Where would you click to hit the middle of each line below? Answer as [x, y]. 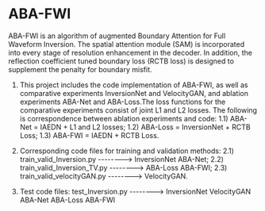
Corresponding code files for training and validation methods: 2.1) [127, 151]
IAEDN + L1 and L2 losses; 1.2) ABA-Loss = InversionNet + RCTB [146, 127]
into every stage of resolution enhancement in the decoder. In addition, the [130, 52]
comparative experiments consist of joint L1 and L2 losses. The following [138, 110]
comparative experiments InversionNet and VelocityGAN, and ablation [134, 93]
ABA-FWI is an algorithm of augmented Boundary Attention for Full [117, 36]
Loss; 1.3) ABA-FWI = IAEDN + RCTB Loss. [89, 135]
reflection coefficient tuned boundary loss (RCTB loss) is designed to [121, 61]
